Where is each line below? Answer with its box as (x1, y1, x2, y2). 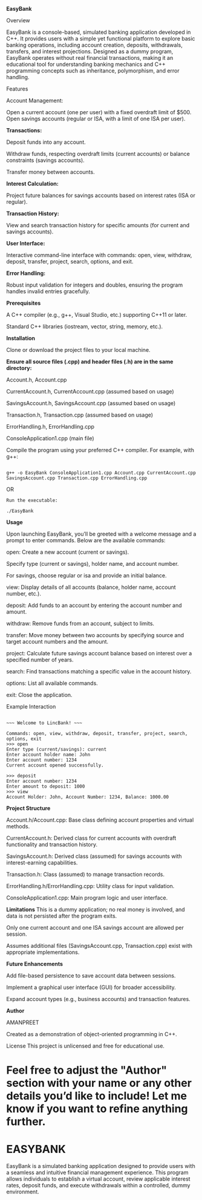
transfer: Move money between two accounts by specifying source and (6, 632, 184, 638)
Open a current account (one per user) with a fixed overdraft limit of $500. (6, 109, 192, 115)
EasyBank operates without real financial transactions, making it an (6, 54, 174, 61)
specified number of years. (6, 656, 74, 663)
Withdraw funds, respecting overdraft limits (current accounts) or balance (6, 151, 191, 157)
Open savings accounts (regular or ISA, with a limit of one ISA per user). (6, 115, 186, 122)
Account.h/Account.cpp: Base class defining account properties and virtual (6, 816, 194, 823)
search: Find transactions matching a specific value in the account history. (6, 668, 192, 675)
